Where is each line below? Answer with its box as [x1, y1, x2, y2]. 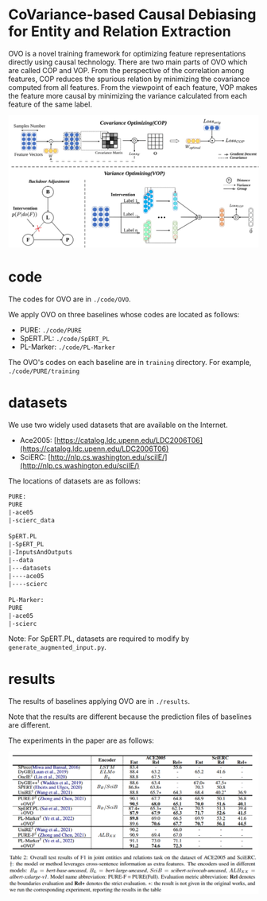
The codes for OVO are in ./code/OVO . [8, 294, 131, 304]
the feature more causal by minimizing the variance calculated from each [8, 91, 248, 100]
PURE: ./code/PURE [19, 325, 82, 335]
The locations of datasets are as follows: [8, 476, 141, 486]
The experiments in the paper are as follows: [8, 736, 155, 745]
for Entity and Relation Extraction [8, 22, 232, 41]
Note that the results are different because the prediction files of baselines [8, 712, 252, 721]
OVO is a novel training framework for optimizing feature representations [8, 49, 246, 58]
